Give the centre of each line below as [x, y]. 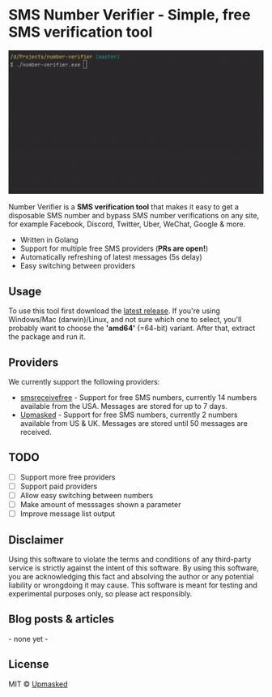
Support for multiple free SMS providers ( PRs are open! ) [114, 248]
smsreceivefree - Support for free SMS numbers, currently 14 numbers [138, 398]
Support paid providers [59, 486]
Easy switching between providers [78, 266]
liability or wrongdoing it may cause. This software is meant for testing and [133, 585]
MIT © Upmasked [38, 684]
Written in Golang [49, 240]
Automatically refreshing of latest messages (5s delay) [111, 257]
